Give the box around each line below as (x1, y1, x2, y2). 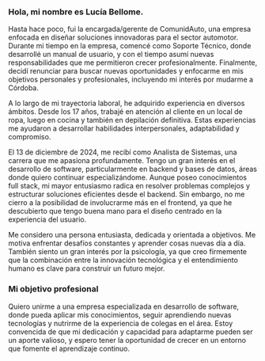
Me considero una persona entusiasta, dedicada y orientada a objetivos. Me (8, 230, 256, 240)
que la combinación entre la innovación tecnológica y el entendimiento (8, 256, 239, 265)
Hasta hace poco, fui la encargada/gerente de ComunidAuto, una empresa (8, 25, 252, 34)
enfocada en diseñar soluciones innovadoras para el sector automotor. (8, 32, 239, 42)
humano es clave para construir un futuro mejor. (8, 264, 165, 273)
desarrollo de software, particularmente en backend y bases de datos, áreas (8, 165, 258, 174)
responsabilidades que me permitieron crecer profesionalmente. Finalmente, (8, 58, 258, 67)
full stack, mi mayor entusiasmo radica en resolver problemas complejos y (8, 181, 251, 191)
